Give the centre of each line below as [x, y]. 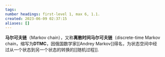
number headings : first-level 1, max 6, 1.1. [52, 14]
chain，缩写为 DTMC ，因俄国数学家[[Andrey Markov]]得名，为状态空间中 [79, 44]
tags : [11, 9]
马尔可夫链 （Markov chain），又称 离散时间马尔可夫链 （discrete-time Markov [83, 38]
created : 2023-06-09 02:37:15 [36, 19]
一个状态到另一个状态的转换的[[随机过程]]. [56, 50]
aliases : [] [17, 23]
